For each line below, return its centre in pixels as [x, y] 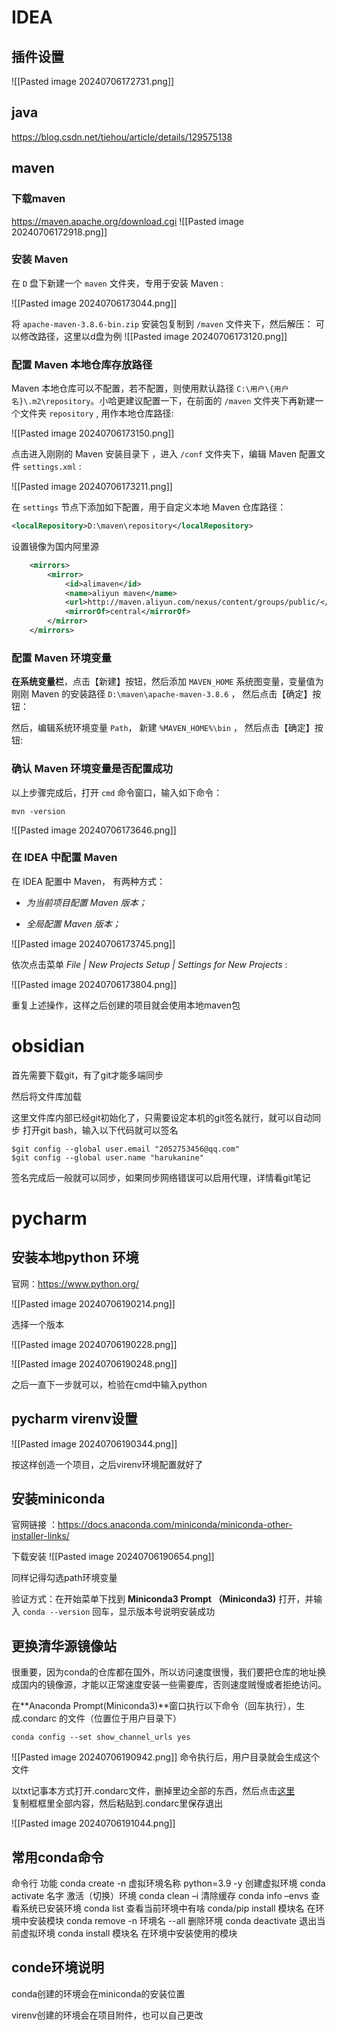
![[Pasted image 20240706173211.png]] [92, 487]
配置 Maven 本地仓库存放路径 [82, 364]
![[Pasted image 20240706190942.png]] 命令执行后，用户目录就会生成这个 [166, 1757]
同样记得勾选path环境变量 [64, 1578]
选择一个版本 [37, 1324]
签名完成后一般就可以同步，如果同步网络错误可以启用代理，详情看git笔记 [161, 1177]
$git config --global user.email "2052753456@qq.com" [126, 1149]
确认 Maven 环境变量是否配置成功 [92, 769]
